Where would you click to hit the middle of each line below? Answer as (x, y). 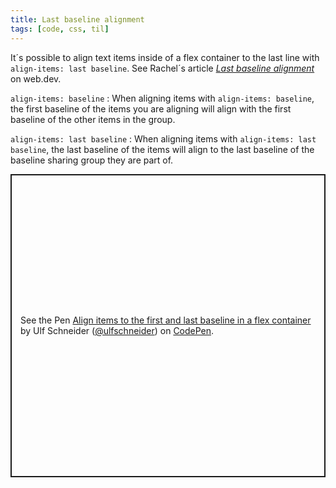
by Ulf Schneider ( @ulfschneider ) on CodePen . (117, 330)
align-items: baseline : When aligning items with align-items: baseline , (162, 98)
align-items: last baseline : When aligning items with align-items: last (163, 138)
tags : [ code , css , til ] (60, 29)
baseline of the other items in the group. (93, 119)
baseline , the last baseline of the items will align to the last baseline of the (162, 149)
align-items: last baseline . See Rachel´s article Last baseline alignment (162, 68)
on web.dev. (36, 78)
